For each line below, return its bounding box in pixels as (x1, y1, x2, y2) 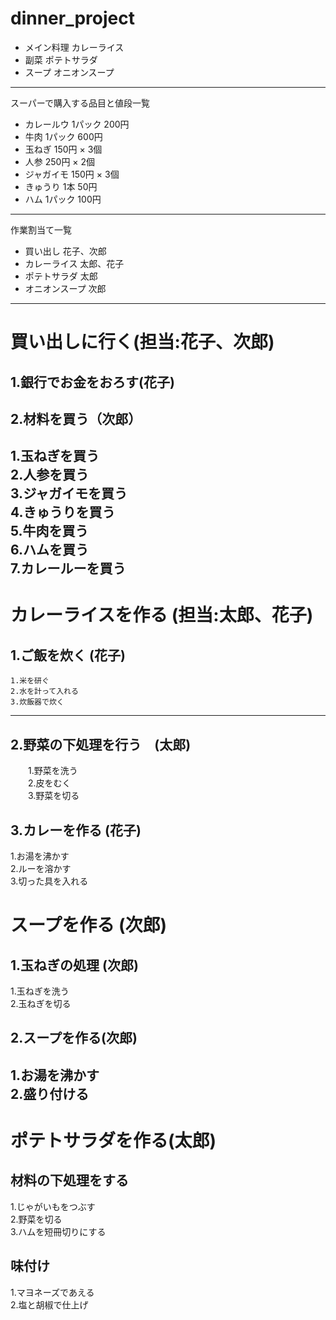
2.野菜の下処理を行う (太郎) (10, 736, 192, 753)
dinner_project (10, 7, 135, 30)
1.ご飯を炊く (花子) (10, 647, 126, 664)
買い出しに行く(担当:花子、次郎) (10, 331, 275, 354)
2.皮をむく (27, 777, 72, 789)
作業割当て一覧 (10, 223, 72, 236)
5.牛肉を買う (10, 523, 89, 540)
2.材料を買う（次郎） (10, 410, 142, 427)
